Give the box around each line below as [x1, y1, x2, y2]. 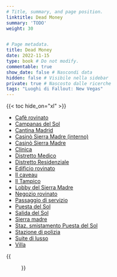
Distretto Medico [14, 152, 56, 159]
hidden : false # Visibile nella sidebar [6, 75, 109, 81]
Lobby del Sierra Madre [14, 184, 74, 191]
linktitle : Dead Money [6, 14, 63, 20]
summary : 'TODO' [6, 20, 47, 26]
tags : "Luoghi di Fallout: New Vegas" [6, 86, 103, 92]
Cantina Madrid [14, 127, 53, 134]
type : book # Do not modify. [6, 58, 79, 64]
